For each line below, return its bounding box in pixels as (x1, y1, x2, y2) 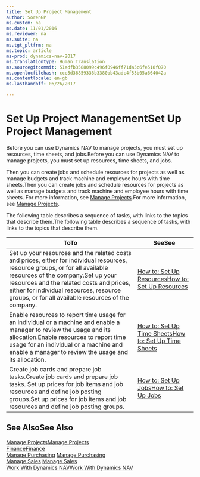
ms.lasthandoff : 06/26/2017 (6, 81, 76, 87)
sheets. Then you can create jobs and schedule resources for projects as (6, 181, 184, 188)
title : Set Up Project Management (6, 8, 92, 15)
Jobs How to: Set (137, 383, 184, 392)
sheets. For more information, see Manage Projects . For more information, (6, 193, 186, 201)
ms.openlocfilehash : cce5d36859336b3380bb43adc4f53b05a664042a (6, 70, 167, 76)
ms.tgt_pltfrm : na (6, 42, 52, 48)
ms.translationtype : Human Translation (6, 59, 105, 64)
